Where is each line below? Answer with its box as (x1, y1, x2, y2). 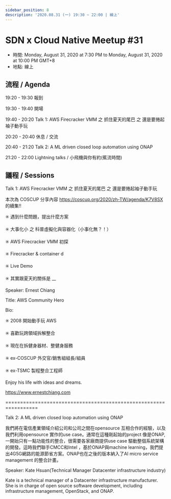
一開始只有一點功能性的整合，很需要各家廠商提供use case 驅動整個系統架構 (5, 438, 164, 444)
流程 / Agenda (5, 80, 50, 89)
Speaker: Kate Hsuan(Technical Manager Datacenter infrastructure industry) (5, 467, 166, 473)
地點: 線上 (12, 63, 34, 70)
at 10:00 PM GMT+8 (12, 57, 55, 64)
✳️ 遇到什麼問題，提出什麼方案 (5, 213, 69, 220)
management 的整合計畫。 (5, 457, 61, 463)
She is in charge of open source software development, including (5, 483, 143, 489)
